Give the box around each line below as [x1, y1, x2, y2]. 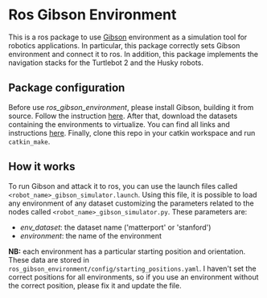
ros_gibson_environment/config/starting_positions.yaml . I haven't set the [8, 263, 257, 273]
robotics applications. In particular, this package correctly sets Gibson [8, 40, 240, 50]
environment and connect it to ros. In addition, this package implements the [8, 49, 259, 59]
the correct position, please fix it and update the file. [8, 280, 183, 290]
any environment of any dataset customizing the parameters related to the [8, 198, 255, 208]
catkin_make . [8, 137, 51, 146]
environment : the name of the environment [19, 231, 162, 240]
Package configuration [8, 81, 125, 95]
